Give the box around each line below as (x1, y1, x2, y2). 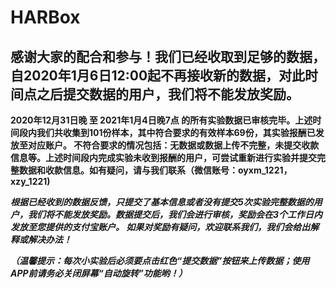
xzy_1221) (10, 176, 51, 187)
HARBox (10, 6, 81, 29)
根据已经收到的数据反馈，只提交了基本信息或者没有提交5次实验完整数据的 (10, 196, 314, 208)
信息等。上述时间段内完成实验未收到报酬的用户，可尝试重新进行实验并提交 (10, 152, 317, 163)
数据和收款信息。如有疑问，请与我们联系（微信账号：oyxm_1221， (18, 164, 293, 176)
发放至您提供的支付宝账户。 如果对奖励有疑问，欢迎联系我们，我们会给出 (10, 221, 311, 233)
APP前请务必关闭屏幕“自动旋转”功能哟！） (10, 267, 188, 279)
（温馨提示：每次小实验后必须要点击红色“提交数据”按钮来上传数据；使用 (10, 255, 310, 266)
